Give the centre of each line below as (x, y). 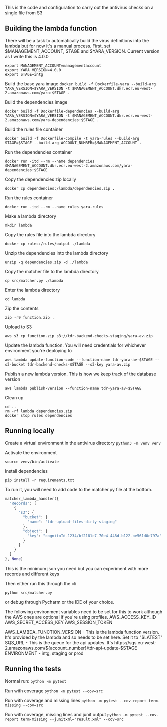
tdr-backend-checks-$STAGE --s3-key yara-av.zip (79, 364)
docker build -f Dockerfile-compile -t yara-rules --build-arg (72, 138)
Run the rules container (29, 198)
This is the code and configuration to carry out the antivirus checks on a (79, 7)
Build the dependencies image (36, 102)
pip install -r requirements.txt (40, 480)
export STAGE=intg (24, 74)
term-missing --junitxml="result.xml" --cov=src (72, 719)
